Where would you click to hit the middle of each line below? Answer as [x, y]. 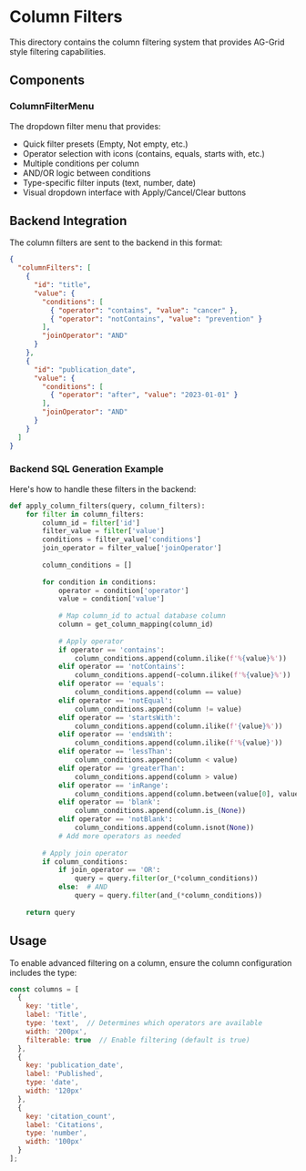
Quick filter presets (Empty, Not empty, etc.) [105, 144]
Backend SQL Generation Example [87, 469]
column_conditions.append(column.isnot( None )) [164, 828]
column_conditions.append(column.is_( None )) [160, 811]
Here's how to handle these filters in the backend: [103, 488]
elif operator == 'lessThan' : [115, 752]
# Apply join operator [85, 853]
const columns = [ [44, 989]
